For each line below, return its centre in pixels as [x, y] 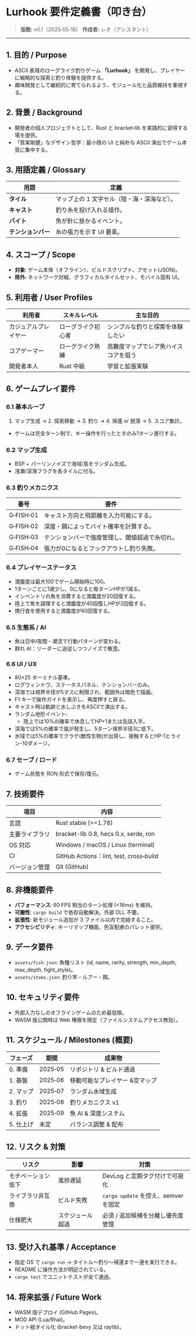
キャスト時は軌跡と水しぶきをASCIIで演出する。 [72, 707]
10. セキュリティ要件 [43, 997]
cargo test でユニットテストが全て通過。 [64, 1277]
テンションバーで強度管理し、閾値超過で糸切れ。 [111, 537]
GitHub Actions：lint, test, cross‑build [107, 857]
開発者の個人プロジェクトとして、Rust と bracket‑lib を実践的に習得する [101, 128]
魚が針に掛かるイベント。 [91, 221]
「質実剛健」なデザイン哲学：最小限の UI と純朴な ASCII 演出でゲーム [98, 142]
